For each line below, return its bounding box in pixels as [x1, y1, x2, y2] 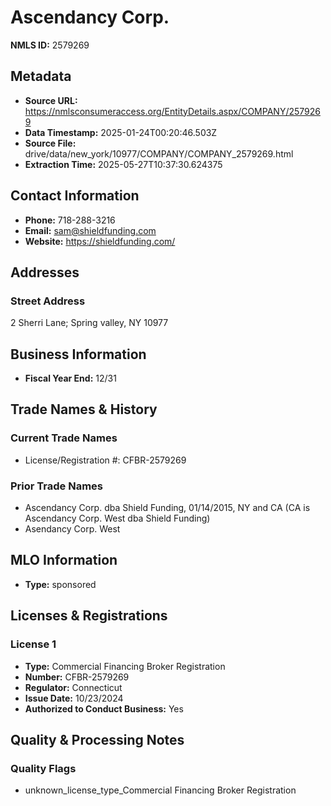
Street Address [10, 294, 86, 308]
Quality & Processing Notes [10, 731, 185, 748]
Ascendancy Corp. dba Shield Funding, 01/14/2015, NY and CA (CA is [24, 502, 311, 514]
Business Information [10, 346, 147, 363]
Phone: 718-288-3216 [24, 214, 116, 226]
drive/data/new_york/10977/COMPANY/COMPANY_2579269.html [24, 147, 294, 160]
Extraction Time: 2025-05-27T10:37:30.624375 [24, 158, 223, 170]
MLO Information [10, 552, 118, 569]
